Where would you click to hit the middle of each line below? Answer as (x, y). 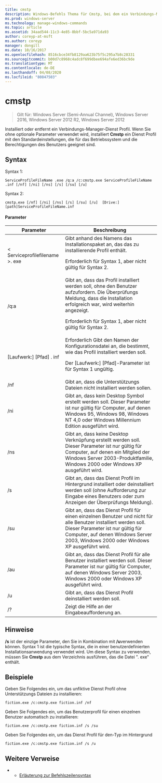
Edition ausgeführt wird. (92, 426)
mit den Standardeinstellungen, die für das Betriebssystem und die (71, 139)
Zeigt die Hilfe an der (89, 606)
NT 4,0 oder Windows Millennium (103, 420)
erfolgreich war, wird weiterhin (100, 304)
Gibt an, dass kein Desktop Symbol (104, 395)
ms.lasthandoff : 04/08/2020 (33, 73)
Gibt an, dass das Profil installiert (102, 280)
